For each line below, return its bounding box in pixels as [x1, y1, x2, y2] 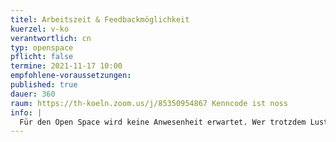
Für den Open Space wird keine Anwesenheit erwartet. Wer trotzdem [19, 117, 307, 127]
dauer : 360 [10, 89, 56, 99]
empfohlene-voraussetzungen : [10, 71, 132, 81]
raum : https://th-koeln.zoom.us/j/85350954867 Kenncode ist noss [10, 98, 288, 108]
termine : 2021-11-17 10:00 [10, 61, 123, 71]
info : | [10, 107, 43, 118]
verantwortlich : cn [10, 33, 92, 43]
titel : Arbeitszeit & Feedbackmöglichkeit [10, 14, 190, 25]
